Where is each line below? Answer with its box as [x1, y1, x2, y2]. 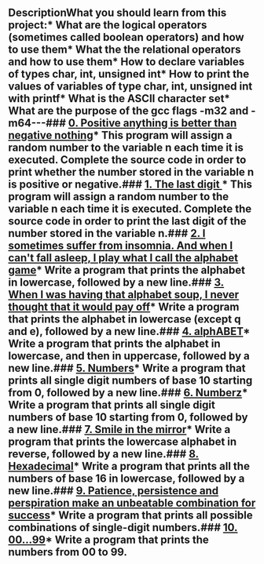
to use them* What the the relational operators [8, 43, 241, 56]
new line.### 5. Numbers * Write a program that [8, 362, 246, 375]
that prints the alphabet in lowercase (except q [8, 313, 241, 326]
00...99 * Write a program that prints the [8, 533, 210, 547]
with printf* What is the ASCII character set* [8, 92, 230, 105]
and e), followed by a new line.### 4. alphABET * [8, 325, 251, 338]
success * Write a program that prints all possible [8, 509, 253, 522]
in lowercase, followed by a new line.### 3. [8, 276, 225, 289]
